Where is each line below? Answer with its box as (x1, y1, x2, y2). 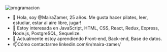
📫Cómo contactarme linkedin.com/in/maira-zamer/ (12, 41, 121, 47)
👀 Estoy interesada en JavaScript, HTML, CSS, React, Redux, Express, (12, 25, 159, 31)
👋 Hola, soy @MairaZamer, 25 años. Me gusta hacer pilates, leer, (12, 14, 148, 20)
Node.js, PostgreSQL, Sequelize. (12, 30, 81, 36)
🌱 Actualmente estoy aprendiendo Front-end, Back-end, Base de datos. (12, 35, 162, 41)
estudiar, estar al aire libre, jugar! (12, 20, 82, 25)
